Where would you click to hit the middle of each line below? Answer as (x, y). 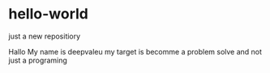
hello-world (49, 14)
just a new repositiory (45, 36)
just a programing (38, 60)
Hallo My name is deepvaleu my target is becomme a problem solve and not (135, 51)
